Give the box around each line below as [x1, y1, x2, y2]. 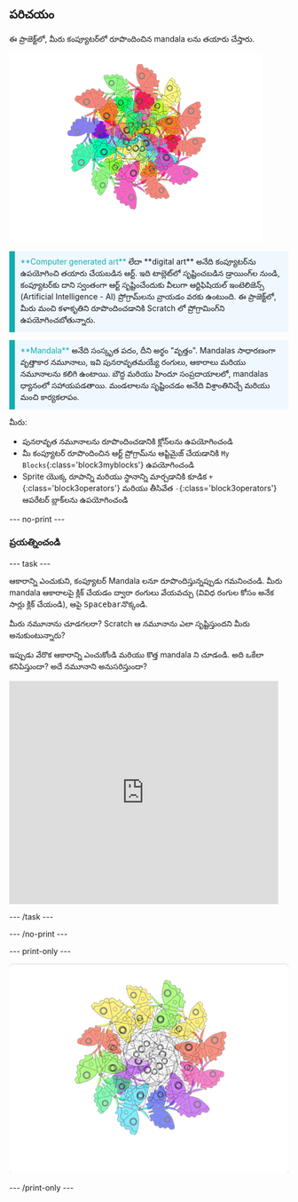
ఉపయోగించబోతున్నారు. [20, 314, 96, 325]
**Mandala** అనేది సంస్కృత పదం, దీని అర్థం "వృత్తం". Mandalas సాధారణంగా [20, 345, 277, 355]
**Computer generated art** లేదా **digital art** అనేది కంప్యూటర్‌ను [20, 256, 256, 267]
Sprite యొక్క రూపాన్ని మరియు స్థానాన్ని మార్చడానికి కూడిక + [21, 471, 214, 482]
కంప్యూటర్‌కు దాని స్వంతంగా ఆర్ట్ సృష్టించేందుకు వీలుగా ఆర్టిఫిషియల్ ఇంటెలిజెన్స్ [20, 279, 264, 290]
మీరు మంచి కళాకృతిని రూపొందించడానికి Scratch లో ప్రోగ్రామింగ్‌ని [20, 302, 225, 314]
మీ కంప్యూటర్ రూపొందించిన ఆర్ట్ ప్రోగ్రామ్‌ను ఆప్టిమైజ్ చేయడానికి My [21, 448, 230, 458]
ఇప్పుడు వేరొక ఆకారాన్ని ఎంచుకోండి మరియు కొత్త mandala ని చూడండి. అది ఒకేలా [9, 649, 264, 660]
